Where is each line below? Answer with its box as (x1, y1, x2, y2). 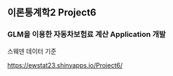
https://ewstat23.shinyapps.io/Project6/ (7, 61, 123, 69)
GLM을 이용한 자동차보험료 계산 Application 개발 (7, 30, 166, 39)
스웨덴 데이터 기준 (7, 46, 56, 55)
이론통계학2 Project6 (7, 6, 97, 19)
